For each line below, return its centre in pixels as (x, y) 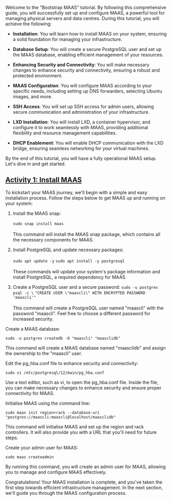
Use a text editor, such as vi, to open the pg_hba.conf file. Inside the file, (82, 382)
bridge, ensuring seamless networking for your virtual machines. (81, 148)
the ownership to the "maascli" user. (44, 353)
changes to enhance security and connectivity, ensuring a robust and (86, 70)
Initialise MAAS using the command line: (48, 403)
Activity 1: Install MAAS (44, 180)
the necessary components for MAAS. (53, 239)
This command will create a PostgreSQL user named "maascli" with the (88, 308)
